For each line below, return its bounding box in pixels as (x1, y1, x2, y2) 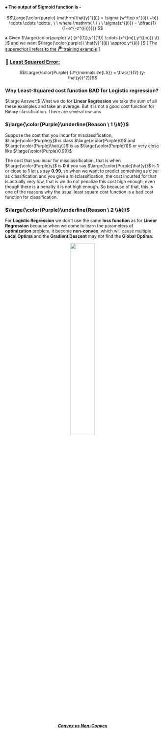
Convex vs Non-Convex (57, 723, 108, 729)
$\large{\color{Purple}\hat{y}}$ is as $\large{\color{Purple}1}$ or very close (5, 143, 160, 149)
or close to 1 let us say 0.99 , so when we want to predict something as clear (5, 168, 160, 174)
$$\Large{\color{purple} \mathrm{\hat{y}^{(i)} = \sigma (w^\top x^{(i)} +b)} (6, 15, 159, 21)
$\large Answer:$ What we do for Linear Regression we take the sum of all (5, 98, 157, 104)
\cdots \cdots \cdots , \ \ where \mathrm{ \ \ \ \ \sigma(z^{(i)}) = (9, 20, 137, 26)
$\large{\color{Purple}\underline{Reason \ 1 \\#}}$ (5, 121, 129, 128)
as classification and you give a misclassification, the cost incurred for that (5, 173, 156, 179)
